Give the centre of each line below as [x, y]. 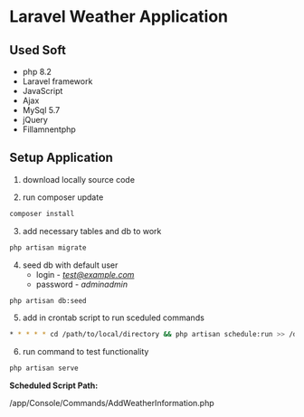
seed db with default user [70, 265]
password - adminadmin [82, 284]
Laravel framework [57, 81]
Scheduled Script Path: [54, 385]
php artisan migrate [48, 247]
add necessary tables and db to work [92, 231]
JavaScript [43, 91]
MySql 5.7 [41, 110]
